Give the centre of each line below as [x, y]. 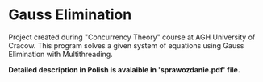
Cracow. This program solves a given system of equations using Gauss [126, 45]
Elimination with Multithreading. [61, 54]
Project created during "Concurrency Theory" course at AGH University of [132, 37]
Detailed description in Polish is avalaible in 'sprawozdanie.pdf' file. [124, 69]
